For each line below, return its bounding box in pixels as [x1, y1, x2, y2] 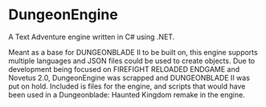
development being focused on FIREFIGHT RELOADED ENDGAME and [8, 64, 240, 73]
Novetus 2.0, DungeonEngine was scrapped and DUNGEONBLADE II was [8, 73, 251, 82]
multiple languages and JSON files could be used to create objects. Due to [8, 56, 256, 65]
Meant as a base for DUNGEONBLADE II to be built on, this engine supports [8, 47, 259, 57]
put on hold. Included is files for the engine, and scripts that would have [8, 81, 246, 91]
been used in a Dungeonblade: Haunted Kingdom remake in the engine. [8, 89, 245, 99]
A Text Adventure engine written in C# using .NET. [8, 32, 175, 42]
